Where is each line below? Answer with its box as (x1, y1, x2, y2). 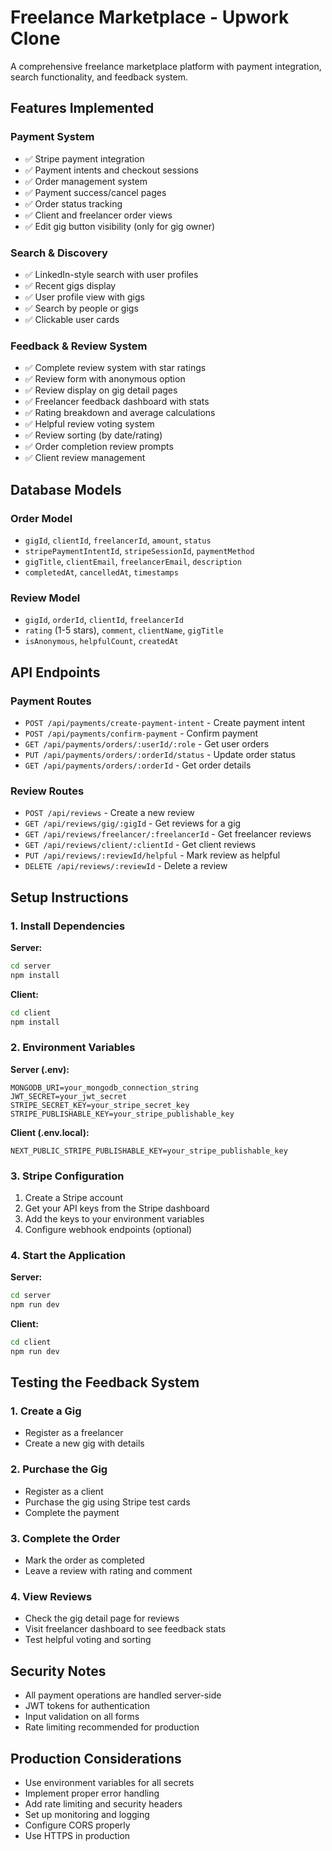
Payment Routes (10, 694, 92, 708)
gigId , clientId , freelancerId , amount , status (24, 534, 212, 546)
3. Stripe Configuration (10, 1169, 125, 1183)
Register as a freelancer (24, 1427, 124, 1439)
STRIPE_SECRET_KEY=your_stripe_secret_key (10, 1100, 190, 1110)
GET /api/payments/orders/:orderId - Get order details (24, 759, 252, 771)
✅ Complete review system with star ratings (24, 362, 207, 374)
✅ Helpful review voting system (24, 418, 155, 430)
